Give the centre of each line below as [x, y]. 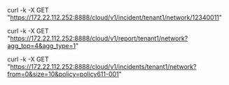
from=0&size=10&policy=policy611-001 [63, 74]
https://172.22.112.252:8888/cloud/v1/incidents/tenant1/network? [103, 67]
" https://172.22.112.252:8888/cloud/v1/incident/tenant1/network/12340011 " [115, 17]
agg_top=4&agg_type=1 [41, 46]
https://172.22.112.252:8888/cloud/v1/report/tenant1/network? [99, 38]
